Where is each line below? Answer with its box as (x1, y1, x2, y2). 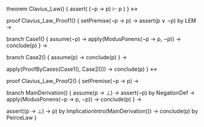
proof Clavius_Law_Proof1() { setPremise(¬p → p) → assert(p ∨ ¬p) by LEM (6, 17, 197, 24)
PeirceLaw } (6, 114, 37, 121)
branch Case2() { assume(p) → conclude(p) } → (6, 54, 127, 60)
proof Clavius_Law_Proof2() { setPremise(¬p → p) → (6, 78, 139, 84)
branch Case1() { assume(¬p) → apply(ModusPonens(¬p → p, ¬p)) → (6, 35, 181, 42)
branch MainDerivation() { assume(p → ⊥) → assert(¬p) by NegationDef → (6, 89, 195, 96)
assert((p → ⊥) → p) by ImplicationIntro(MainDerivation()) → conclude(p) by (6, 107, 198, 115)
